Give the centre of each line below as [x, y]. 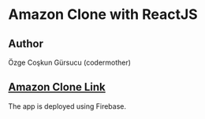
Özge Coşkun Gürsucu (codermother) [70, 62]
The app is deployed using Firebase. [67, 106]
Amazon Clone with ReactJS [103, 15]
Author [26, 44]
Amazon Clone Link [57, 87]
